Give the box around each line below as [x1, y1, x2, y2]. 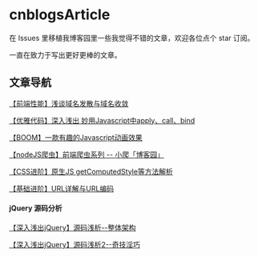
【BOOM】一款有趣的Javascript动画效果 [9, 132, 143, 142]
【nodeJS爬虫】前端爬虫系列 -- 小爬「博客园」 [9, 150, 165, 159]
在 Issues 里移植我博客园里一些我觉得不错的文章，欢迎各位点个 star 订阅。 [9, 33, 255, 42]
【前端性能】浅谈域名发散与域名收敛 [9, 98, 129, 108]
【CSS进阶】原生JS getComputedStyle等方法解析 [9, 167, 173, 176]
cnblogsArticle [9, 6, 111, 24]
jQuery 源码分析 [9, 203, 62, 213]
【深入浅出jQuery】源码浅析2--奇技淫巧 [9, 239, 141, 249]
